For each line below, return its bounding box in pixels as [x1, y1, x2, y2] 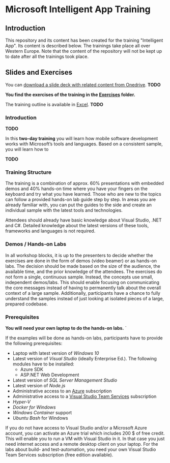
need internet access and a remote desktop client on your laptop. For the [5, 441, 158, 447]
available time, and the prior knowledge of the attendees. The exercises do [5, 268, 162, 274]
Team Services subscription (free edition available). [5, 452, 114, 458]
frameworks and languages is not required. [5, 228, 96, 234]
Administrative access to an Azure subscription [12, 388, 112, 394]
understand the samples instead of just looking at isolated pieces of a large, [5, 295, 164, 301]
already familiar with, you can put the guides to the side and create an [5, 202, 152, 208]
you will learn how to [5, 146, 49, 152]
